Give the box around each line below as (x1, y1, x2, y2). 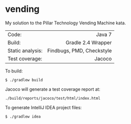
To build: (5, 68, 23, 74)
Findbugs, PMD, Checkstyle (47, 47, 112, 54)
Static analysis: (7, 47, 43, 54)
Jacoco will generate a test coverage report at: (5, 86, 100, 92)
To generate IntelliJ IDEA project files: (5, 104, 82, 110)
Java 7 (96, 31, 112, 38)
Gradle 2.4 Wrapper (65, 39, 112, 46)
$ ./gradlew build (5, 77, 43, 82)
